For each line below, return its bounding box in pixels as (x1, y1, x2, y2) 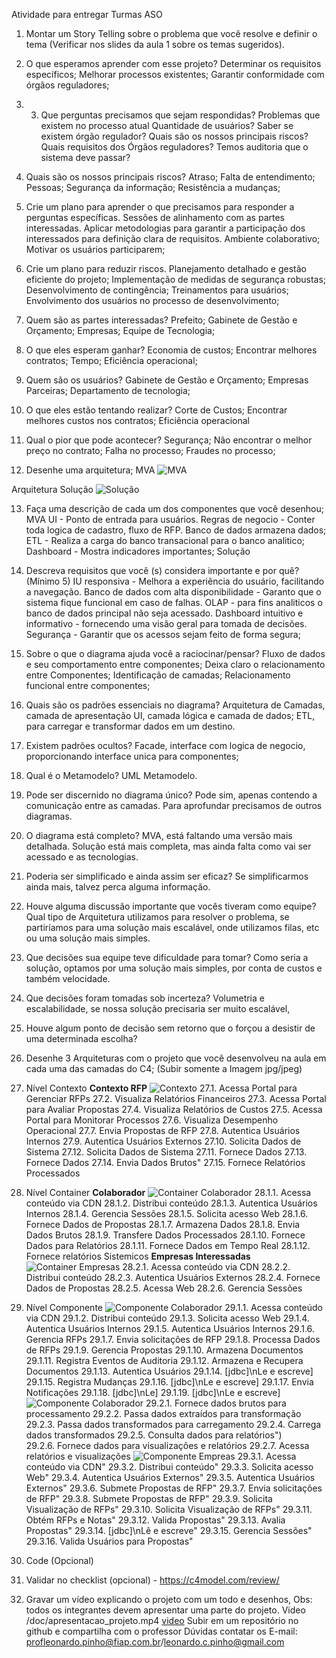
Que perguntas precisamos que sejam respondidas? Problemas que (40, 109, 321, 121)
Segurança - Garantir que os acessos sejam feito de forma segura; (25, 629, 301, 640)
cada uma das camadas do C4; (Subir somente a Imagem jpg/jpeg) (25, 1063, 303, 1074)
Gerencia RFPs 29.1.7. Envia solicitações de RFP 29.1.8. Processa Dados (25, 1334, 321, 1345)
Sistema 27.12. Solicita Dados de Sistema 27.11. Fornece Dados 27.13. (25, 1146, 308, 1158)
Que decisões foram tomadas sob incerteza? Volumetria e (25, 992, 265, 1004)
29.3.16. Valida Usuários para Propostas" (25, 1535, 194, 1547)
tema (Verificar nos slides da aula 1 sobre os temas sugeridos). (25, 39, 285, 50)
